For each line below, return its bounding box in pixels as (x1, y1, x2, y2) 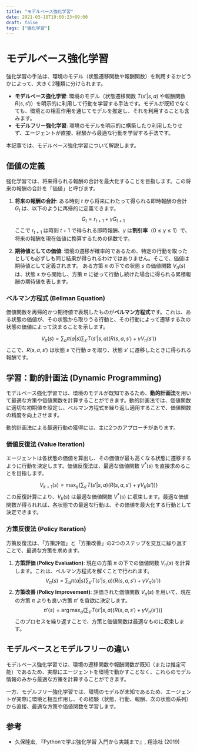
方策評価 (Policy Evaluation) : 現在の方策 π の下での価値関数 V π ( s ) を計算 (14, 559, 191, 568)
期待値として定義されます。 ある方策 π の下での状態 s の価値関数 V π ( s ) (14, 262, 186, 271)
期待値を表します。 (25, 278, 72, 285)
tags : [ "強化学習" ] (6, 25, 51, 31)
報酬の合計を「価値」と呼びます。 (16, 185, 99, 192)
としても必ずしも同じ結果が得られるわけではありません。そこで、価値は (14, 255, 189, 262)
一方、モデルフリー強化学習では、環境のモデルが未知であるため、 (6, 688, 166, 695)
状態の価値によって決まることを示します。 (6, 323, 109, 330)
